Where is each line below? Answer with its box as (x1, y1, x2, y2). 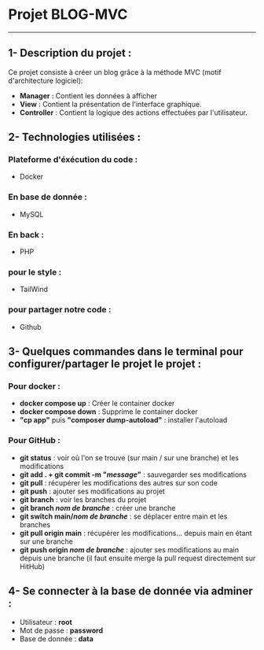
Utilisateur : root (19, 618, 72, 627)
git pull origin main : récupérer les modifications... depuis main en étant (19, 528, 253, 537)
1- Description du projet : (8, 46, 132, 60)
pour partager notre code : (8, 305, 112, 316)
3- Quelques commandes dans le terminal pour (8, 345, 244, 359)
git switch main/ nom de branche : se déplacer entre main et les (19, 512, 228, 521)
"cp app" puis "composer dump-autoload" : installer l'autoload (19, 415, 228, 425)
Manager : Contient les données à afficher (19, 90, 158, 100)
